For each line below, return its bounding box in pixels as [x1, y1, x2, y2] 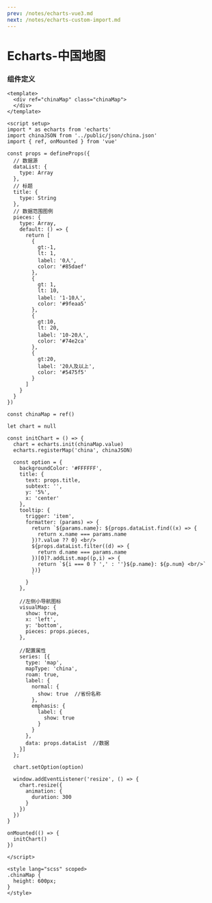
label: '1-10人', [37, 294, 86, 301]
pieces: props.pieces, [25, 628, 90, 634]
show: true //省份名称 [37, 690, 101, 697]
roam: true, [25, 671, 59, 678]
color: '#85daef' [37, 263, 88, 270]
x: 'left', [25, 616, 57, 623]
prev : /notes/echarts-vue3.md [7, 10, 94, 17]
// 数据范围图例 [13, 208, 53, 214]
